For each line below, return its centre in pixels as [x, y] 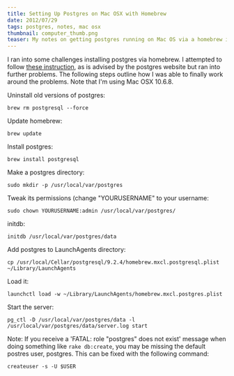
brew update [24, 134]
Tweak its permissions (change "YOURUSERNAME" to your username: [108, 198]
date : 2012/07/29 [32, 20]
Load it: [18, 281]
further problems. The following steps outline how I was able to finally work [115, 75]
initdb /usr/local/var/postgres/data [62, 237]
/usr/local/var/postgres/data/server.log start [78, 326]
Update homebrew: [35, 121]
